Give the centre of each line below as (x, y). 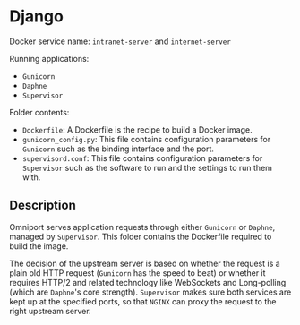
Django (37, 17)
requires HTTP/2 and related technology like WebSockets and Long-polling (148, 282)
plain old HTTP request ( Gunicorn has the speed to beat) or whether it (137, 273)
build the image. (39, 246)
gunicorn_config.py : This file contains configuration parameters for (146, 139)
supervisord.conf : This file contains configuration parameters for (142, 158)
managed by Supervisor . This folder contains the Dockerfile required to (141, 236)
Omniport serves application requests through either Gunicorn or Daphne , (142, 227)
